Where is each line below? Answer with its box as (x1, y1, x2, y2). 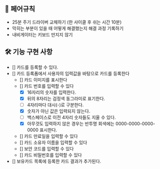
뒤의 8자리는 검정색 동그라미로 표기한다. (27, 95, 105, 101)
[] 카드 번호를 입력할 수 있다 (19, 83, 74, 89)
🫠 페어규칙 (5, 5, 36, 14)
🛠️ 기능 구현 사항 (5, 48, 53, 56)
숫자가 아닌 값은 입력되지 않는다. (27, 108, 91, 114)
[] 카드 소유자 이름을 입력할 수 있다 (19, 139, 88, 145)
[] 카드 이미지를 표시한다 (19, 77, 67, 83)
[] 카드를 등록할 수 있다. (12, 64, 58, 70)
